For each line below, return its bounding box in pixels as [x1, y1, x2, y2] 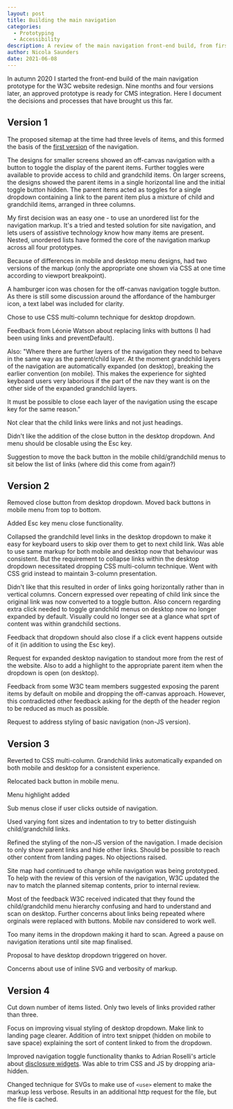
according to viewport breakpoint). [7, 271, 107, 280]
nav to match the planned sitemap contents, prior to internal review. [7, 881, 200, 890]
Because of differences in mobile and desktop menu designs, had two [7, 256, 207, 264]
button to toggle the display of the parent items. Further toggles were [7, 163, 205, 171]
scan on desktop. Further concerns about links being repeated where [7, 910, 205, 918]
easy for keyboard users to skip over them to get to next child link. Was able [7, 540, 224, 548]
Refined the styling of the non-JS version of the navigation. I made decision [7, 838, 223, 847]
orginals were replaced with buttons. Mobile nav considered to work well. [7, 917, 216, 925]
